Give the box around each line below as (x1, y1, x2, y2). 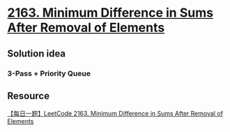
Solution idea (7, 47, 66, 59)
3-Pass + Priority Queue (7, 68, 91, 78)
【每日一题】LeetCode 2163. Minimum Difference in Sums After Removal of (7, 110, 223, 118)
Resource (7, 89, 50, 102)
